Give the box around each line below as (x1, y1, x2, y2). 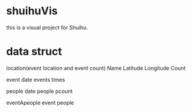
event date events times (6, 76, 65, 83)
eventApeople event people (6, 99, 75, 106)
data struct (6, 45, 62, 58)
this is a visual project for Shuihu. (6, 24, 89, 31)
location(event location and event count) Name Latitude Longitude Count (6, 64, 186, 71)
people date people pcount (6, 88, 73, 95)
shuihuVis (6, 4, 58, 18)
